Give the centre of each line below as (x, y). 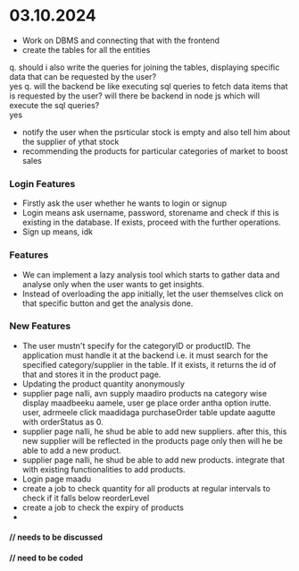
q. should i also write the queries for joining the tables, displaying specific (145, 67)
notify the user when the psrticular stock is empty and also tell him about (156, 132)
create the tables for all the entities (86, 49)
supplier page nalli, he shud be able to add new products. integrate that (154, 460)
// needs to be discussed (56, 537)
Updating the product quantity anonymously (104, 384)
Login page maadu (57, 479)
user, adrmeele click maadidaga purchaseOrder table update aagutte (149, 412)
